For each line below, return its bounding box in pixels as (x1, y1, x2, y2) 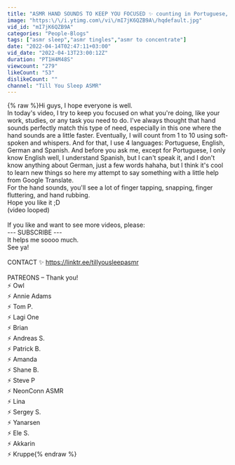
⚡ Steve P (7, 376, 35, 385)
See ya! (7, 243, 29, 251)
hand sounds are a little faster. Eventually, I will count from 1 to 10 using (7, 131, 213, 140)
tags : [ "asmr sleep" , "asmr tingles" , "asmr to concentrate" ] (7, 37, 187, 44)
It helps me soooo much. (7, 236, 79, 244)
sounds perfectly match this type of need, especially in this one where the (7, 124, 222, 132)
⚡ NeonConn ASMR (7, 387, 64, 395)
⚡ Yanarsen (7, 419, 41, 427)
